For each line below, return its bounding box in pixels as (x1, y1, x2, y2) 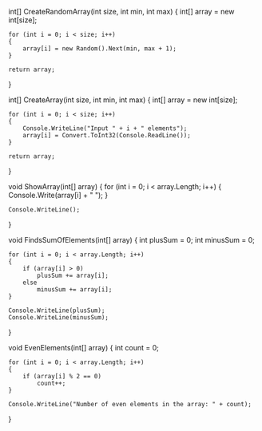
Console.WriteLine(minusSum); (8, 314, 109, 322)
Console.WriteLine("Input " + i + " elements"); (22, 125, 188, 132)
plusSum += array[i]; (37, 271, 109, 279)
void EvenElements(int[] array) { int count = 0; (8, 343, 160, 352)
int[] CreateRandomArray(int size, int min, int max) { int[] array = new (8, 7, 235, 16)
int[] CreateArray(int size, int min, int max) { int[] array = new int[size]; (8, 95, 238, 105)
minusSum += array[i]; (37, 286, 113, 294)
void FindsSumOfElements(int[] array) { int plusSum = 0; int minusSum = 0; (8, 235, 256, 244)
